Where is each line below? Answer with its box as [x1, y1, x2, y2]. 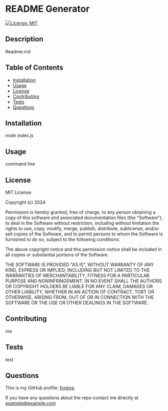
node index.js [5, 133, 34, 139]
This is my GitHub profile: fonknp [5, 385, 75, 391]
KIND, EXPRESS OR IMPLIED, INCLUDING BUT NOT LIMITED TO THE [5, 267, 150, 273]
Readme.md [5, 48, 31, 54]
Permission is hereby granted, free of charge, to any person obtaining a [5, 209, 156, 215]
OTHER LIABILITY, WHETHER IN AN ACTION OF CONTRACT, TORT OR [5, 289, 154, 295]
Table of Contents [5, 63, 64, 72]
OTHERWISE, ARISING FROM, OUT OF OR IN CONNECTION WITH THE [5, 294, 154, 300]
